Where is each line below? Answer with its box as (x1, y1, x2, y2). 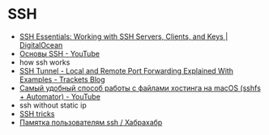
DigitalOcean (19, 40, 63, 49)
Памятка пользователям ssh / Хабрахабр (19, 117, 163, 127)
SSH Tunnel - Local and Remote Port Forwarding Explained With (19, 65, 234, 75)
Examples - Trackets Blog (19, 74, 106, 84)
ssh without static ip (19, 100, 87, 110)
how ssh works (19, 57, 70, 67)
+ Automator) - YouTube (19, 91, 100, 101)
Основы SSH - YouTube (19, 49, 100, 58)
